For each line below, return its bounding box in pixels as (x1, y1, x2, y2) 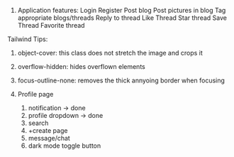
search (28, 119, 49, 127)
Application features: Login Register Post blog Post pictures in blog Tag (17, 6, 226, 14)
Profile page (17, 90, 54, 98)
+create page (28, 126, 68, 134)
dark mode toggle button (28, 141, 101, 150)
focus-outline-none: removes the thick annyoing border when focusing (17, 76, 225, 85)
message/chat (28, 134, 71, 142)
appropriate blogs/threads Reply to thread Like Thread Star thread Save (17, 13, 227, 22)
